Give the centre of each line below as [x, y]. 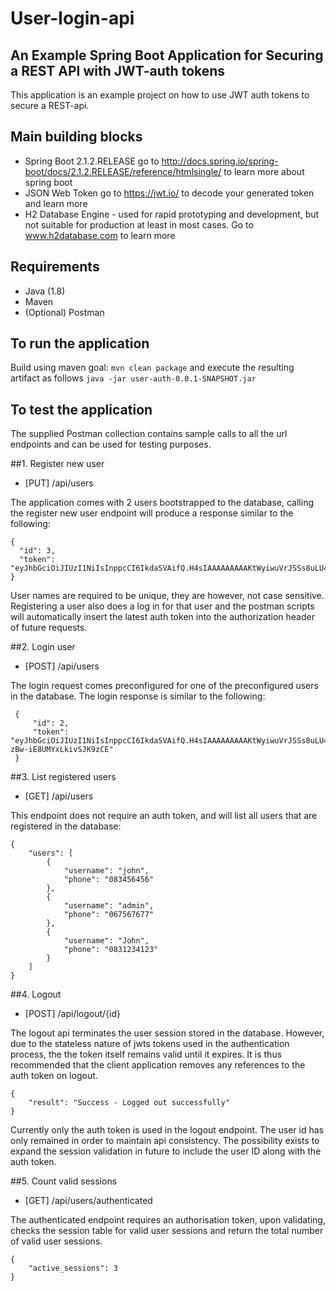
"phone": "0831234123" [111, 950]
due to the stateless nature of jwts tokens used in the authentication [150, 1044]
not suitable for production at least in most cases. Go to [139, 224]
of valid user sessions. [56, 1241]
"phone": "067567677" [109, 915]
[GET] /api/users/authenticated [88, 1201]
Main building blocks [76, 137]
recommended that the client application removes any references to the [158, 1065]
